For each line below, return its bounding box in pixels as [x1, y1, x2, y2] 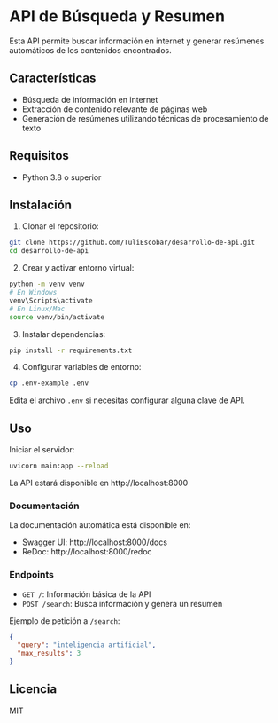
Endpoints [9, 569, 55, 581]
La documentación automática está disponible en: [9, 520, 191, 530]
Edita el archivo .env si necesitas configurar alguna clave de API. [9, 395, 245, 405]
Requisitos [9, 148, 69, 163]
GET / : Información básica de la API [21, 588, 151, 600]
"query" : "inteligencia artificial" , [17, 640, 157, 649]
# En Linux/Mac [9, 304, 66, 313]
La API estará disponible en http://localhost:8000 [9, 477, 189, 488]
